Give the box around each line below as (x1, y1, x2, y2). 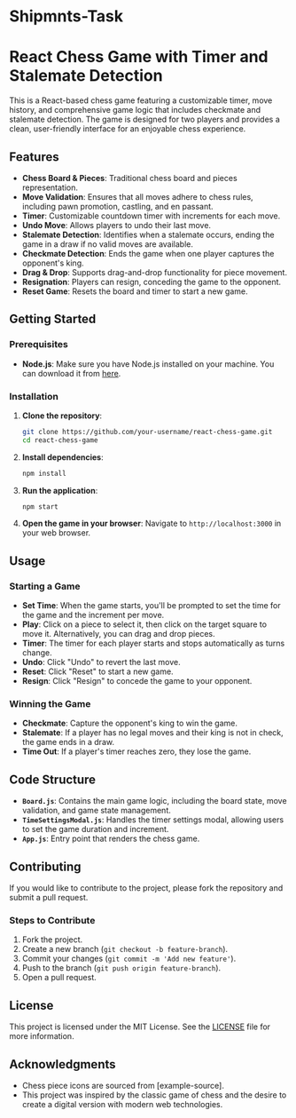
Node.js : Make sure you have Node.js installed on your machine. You (21, 358, 275, 369)
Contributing (9, 859, 82, 874)
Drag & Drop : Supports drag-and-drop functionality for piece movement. (21, 266, 288, 277)
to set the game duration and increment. (21, 824, 169, 835)
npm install (21, 469, 66, 478)
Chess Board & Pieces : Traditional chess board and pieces (21, 172, 238, 183)
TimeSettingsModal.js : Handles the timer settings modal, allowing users (21, 814, 284, 825)
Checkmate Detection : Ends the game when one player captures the (21, 248, 275, 258)
